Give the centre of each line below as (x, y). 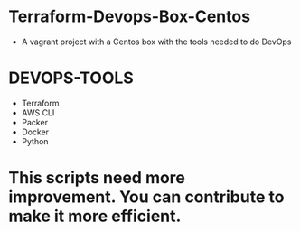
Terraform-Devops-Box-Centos (129, 17)
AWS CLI (38, 112)
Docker (35, 132)
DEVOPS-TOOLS (71, 78)
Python (35, 141)
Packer (35, 122)
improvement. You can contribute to (146, 197)
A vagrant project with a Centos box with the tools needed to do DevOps (156, 42)
